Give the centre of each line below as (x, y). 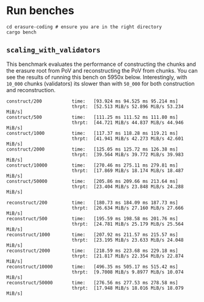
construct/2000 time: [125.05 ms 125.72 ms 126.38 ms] (92, 149)
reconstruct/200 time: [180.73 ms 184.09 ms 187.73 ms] (92, 203)
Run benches (40, 11)
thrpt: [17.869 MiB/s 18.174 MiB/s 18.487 (128, 171)
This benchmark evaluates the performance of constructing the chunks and (101, 64)
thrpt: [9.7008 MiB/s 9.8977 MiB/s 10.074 (128, 272)
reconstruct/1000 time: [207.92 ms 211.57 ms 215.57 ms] (92, 235)
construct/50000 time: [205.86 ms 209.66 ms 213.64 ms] (92, 181)
